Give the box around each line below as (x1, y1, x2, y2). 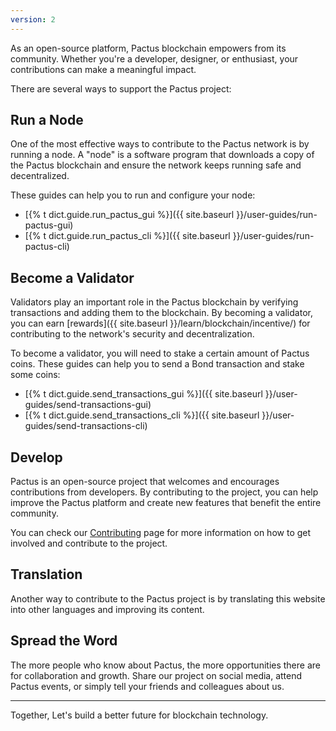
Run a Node (10, 112, 84, 129)
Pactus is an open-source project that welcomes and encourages (10, 476, 280, 488)
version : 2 (10, 14, 56, 25)
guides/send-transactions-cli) (24, 420, 148, 432)
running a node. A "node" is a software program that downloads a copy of (10, 149, 315, 161)
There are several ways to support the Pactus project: (10, 82, 232, 95)
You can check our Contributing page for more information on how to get (10, 527, 312, 539)
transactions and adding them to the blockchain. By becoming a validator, (10, 307, 313, 319)
